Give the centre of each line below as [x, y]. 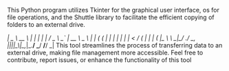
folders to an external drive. [46, 24]
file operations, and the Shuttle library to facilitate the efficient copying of [111, 17]
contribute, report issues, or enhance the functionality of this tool [99, 60]
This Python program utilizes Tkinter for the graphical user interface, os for [113, 10]
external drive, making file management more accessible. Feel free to [105, 52]
